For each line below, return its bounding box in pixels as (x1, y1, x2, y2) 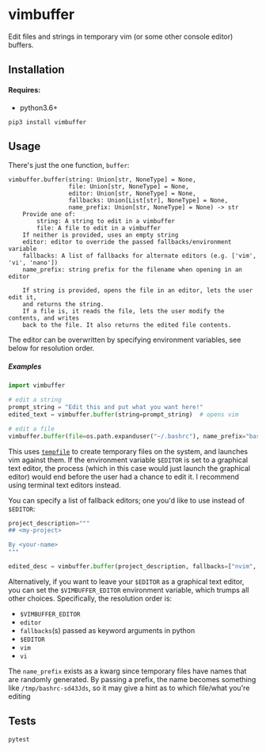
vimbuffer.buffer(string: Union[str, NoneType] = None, (8, 176, 196, 184)
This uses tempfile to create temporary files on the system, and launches (8, 446, 248, 456)
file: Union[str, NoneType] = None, (68, 183, 190, 191)
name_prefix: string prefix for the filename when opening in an (22, 266, 243, 274)
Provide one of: (22, 211, 77, 218)
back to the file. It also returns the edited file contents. (22, 321, 232, 329)
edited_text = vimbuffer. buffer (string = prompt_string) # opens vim (8, 410, 239, 419)
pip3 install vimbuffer (8, 118, 87, 126)
